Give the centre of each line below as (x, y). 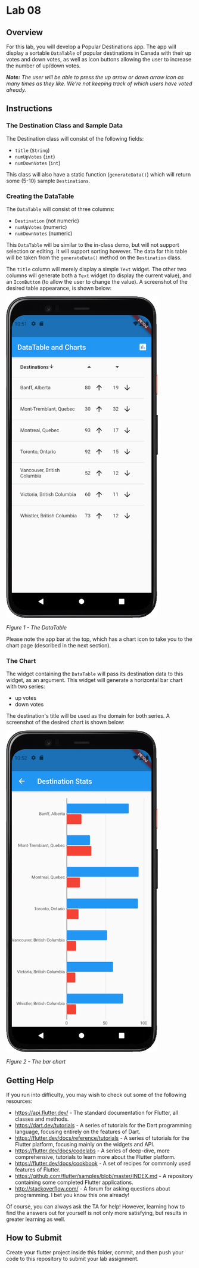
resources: (19, 1101)
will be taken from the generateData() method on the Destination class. (94, 258)
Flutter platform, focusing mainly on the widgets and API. (85, 1145)
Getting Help (30, 1081)
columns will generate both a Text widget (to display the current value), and (99, 275)
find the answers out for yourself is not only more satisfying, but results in (97, 1213)
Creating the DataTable (40, 196)
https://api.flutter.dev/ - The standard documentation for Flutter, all (97, 1113)
